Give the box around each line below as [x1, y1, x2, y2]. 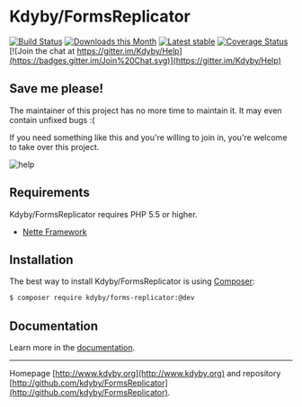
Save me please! [9, 81, 104, 96]
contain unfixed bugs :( [9, 114, 95, 125]
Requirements [9, 185, 90, 200]
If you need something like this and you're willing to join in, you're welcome [9, 132, 288, 143]
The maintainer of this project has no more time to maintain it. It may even [9, 105, 282, 116]
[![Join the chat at [9, 45, 75, 56]
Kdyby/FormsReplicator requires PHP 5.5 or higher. [9, 208, 198, 219]
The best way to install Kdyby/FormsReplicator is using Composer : [9, 276, 255, 287]
